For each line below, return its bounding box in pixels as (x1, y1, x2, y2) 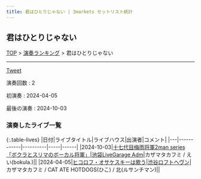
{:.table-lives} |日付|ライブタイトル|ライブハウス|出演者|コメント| (6, 136, 167, 143)
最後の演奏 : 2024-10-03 (6, 105, 67, 112)
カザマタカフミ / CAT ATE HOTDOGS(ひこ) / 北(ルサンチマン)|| (6, 166, 160, 173)
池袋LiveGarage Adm (92, 151, 144, 158)
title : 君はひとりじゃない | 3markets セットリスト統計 (6, 8, 133, 15)
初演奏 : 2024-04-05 (6, 92, 58, 99)
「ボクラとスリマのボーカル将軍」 (6, 151, 90, 158)
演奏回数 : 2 (6, 79, 35, 87)
